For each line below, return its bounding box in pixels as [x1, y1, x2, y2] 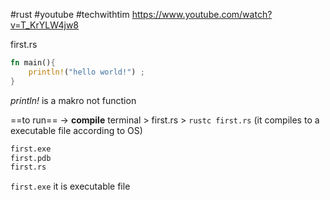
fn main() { [10, 58, 56, 68]
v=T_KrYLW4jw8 [10, 19, 80, 31]
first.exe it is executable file [10, 180, 131, 193]
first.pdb [10, 153, 52, 163]
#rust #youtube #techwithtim [10, 9, 130, 20]
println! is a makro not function [10, 94, 137, 106]
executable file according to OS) [10, 124, 143, 136]
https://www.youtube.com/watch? [131, 9, 273, 20]
